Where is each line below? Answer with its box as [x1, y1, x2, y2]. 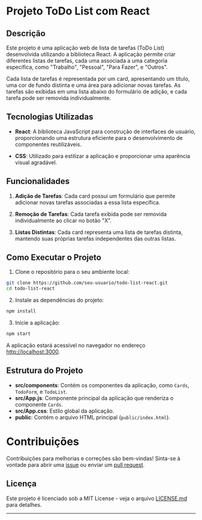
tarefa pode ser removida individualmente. [6, 95, 111, 101]
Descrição [6, 28, 46, 39]
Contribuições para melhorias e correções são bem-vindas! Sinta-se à [6, 454, 180, 462]
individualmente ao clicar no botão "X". [14, 217, 112, 224]
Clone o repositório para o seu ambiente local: [14, 268, 130, 276]
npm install [6, 308, 36, 314]
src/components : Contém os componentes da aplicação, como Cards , [14, 381, 189, 388]
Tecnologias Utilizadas [6, 112, 94, 122]
